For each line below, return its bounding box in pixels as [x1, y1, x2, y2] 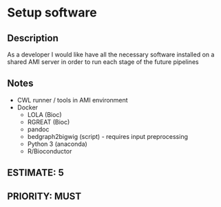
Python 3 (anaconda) [27, 140, 87, 148]
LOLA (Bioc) [27, 110, 62, 118]
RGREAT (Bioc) [27, 118, 70, 126]
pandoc [27, 125, 50, 133]
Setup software [7, 5, 98, 21]
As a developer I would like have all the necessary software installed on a [7, 50, 215, 58]
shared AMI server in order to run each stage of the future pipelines [7, 58, 199, 66]
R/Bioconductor [27, 146, 72, 155]
